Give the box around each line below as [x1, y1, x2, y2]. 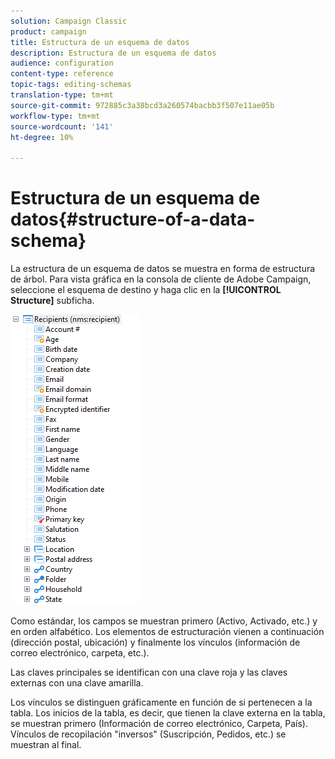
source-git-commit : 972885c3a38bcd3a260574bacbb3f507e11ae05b [10, 100, 275, 110]
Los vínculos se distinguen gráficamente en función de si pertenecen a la [10, 696, 313, 709]
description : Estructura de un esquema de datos [10, 48, 217, 58]
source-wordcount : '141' [10, 121, 114, 132]
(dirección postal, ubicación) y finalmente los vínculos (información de [10, 636, 301, 649]
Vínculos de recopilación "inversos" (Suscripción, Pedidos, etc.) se [10, 728, 287, 740]
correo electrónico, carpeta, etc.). [10, 647, 150, 659]
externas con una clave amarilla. [10, 677, 144, 689]
